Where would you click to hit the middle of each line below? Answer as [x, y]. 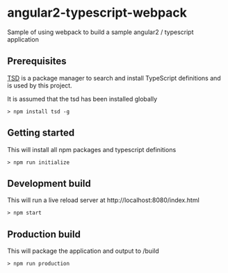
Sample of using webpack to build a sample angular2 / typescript [100, 32]
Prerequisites [37, 61]
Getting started [41, 133]
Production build [44, 234]
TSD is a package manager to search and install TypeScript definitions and [114, 78]
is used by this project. [40, 85]
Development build [49, 183]
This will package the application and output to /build [83, 251]
